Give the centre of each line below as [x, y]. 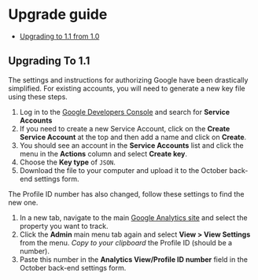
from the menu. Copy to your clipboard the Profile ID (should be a [126, 242]
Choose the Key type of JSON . [68, 162]
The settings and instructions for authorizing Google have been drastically [128, 79]
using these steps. [38, 97]
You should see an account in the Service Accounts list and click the [131, 145]
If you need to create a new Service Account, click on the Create [125, 128]
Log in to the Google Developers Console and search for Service [125, 112]
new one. [23, 202]
